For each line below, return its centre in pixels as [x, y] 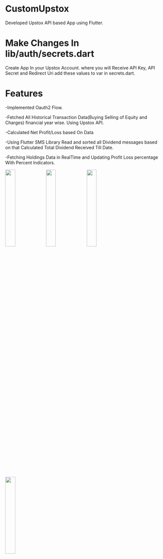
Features [24, 94]
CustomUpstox [37, 9]
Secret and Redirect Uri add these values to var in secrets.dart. [70, 73]
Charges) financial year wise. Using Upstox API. [55, 122]
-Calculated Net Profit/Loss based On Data [49, 132]
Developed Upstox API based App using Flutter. [54, 23]
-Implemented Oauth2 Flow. [34, 107]
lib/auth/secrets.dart [50, 54]
